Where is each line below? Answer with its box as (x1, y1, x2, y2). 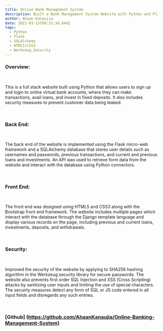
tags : (5, 25, 16, 30)
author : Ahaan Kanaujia (5, 16, 53, 21)
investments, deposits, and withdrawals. (5, 224, 86, 230)
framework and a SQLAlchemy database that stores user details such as (5, 146, 149, 153)
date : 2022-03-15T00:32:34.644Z (5, 20, 70, 26)
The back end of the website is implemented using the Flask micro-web (5, 142, 148, 147)
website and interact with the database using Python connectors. (5, 162, 135, 168)
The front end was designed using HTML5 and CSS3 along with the (5, 204, 140, 210)
